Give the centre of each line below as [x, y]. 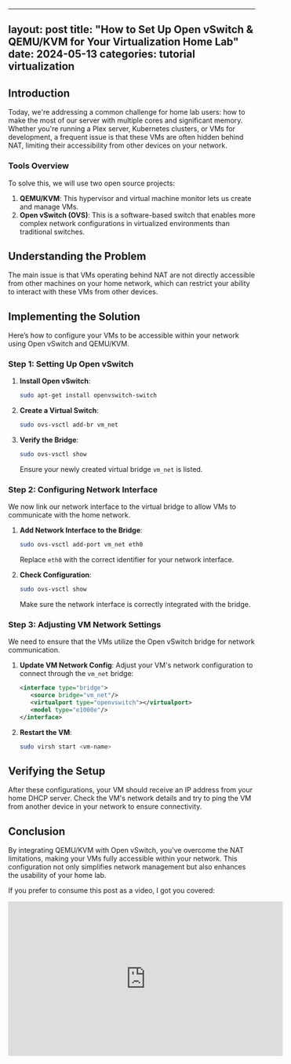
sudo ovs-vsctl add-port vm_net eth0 [81, 545]
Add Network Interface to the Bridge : [81, 530]
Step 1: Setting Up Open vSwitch [71, 364]
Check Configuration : [55, 575]
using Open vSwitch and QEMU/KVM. [69, 344]
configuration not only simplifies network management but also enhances [127, 867]
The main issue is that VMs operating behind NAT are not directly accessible [131, 275]
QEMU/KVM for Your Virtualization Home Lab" [124, 42]
